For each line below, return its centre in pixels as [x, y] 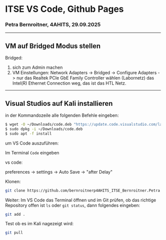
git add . [15, 214]
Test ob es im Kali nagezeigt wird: [40, 224]
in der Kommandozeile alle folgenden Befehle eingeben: [62, 115]
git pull [14, 233]
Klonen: [13, 181]
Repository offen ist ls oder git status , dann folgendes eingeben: [73, 205]
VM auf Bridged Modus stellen [53, 46]
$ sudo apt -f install [28, 134]
